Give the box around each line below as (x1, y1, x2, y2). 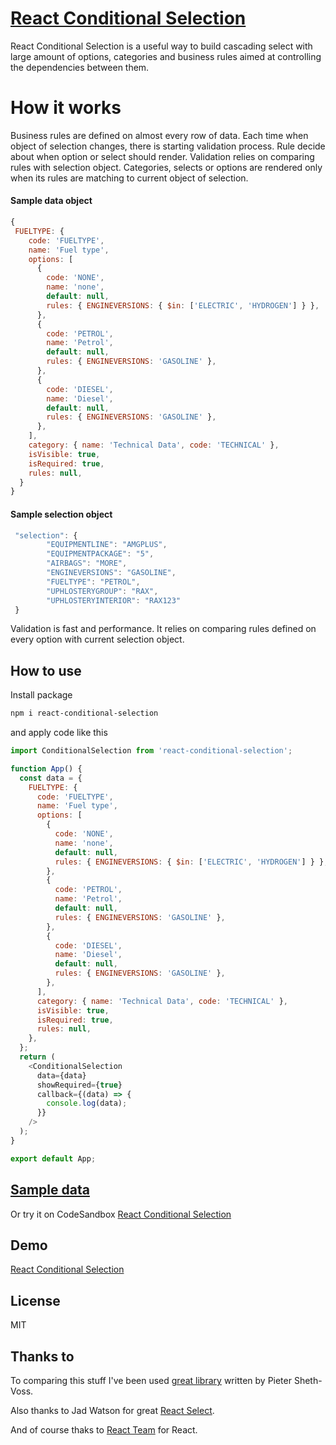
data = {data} (36, 1070, 87, 1081)
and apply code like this (10, 727, 108, 739)
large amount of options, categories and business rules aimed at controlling (10, 50, 322, 62)
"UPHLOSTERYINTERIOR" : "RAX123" (46, 595, 182, 606)
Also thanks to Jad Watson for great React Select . (10, 1404, 215, 1416)
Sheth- (293, 1374, 323, 1386)
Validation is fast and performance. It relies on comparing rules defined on (10, 623, 317, 635)
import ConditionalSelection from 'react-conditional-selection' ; (10, 746, 293, 756)
